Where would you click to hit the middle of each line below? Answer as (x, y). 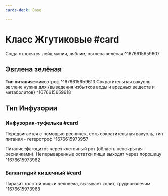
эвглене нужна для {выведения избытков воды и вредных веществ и (80, 87)
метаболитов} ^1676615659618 (38, 92)
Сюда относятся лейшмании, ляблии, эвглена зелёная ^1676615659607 (83, 53)
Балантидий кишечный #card (44, 173)
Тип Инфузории (31, 108)
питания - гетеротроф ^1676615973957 (47, 139)
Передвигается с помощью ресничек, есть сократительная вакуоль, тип (84, 134)
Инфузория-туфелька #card (42, 123)
